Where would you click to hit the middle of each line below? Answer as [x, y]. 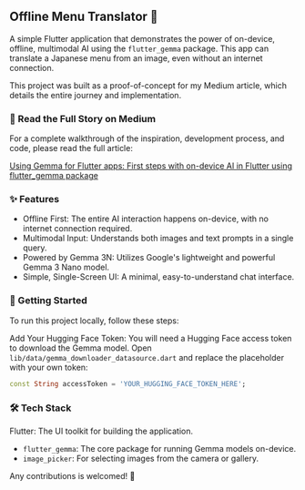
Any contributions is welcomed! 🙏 [72, 475]
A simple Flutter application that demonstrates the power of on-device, [142, 38]
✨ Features [35, 199]
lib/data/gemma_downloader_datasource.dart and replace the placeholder [147, 357]
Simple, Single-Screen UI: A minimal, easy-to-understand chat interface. [158, 277]
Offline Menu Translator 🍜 [84, 17]
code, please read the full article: [71, 148]
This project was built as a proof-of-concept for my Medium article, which [148, 85]
